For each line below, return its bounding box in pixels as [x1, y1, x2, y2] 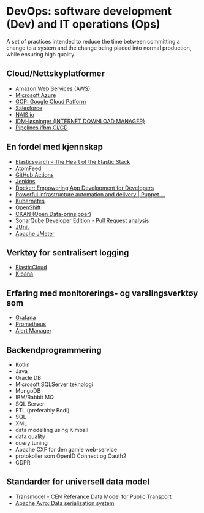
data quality [15, 433, 45, 440]
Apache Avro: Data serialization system [15, 499, 115, 507]
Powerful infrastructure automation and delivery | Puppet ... [15, 190, 165, 198]
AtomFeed [15, 164, 42, 172]
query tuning [15, 439, 48, 446]
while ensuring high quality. [6, 50, 76, 58]
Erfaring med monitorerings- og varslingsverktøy [6, 288, 198, 298]
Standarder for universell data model [6, 477, 150, 487]
